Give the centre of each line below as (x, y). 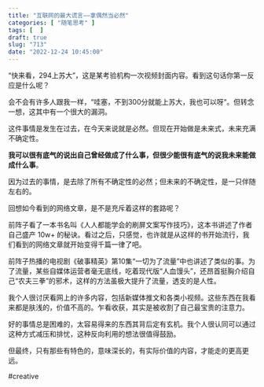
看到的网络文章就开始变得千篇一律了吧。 (80, 244)
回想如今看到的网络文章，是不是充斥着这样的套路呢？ (94, 208)
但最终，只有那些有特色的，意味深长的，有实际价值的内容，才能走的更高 (125, 350)
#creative (24, 376)
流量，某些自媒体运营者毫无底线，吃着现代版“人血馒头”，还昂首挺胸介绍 (132, 271)
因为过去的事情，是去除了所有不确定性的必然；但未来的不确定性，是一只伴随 (132, 181)
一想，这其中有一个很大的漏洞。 (60, 112)
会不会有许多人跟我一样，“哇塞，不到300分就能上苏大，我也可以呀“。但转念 (131, 102)
